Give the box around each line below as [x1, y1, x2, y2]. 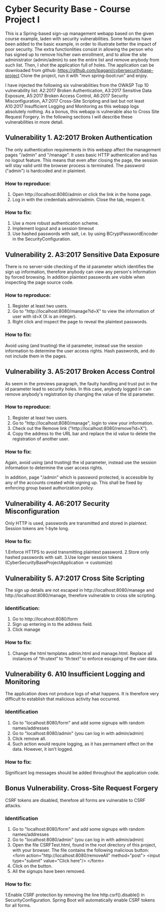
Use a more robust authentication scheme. [12, 220, 99, 226]
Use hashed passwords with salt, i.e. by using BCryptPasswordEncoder [12, 231, 158, 237]
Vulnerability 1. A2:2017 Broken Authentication [5, 133, 153, 142]
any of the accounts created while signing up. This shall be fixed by [5, 480, 143, 486]
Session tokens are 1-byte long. [5, 525, 69, 531]
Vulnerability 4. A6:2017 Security [5, 499, 110, 508]
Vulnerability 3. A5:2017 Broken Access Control [5, 367, 155, 376]
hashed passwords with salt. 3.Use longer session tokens [5, 554, 123, 560]
